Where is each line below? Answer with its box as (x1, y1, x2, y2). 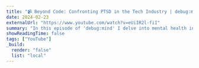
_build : (6, 42, 25, 48)
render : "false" (11, 47, 52, 53)
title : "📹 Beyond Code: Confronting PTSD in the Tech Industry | (6, 8, 173, 15)
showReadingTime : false (6, 31, 65, 37)
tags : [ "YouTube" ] (6, 36, 52, 42)
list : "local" (11, 53, 46, 59)
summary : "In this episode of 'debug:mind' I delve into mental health (6, 25, 187, 31)
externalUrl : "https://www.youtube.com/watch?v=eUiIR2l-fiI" (6, 20, 161, 25)
